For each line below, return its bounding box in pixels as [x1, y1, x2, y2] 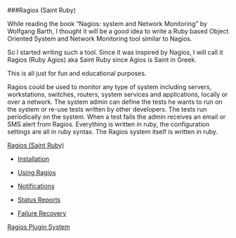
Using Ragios [17, 168, 56, 176]
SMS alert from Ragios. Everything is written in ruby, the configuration [7, 120, 209, 128]
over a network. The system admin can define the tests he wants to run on [7, 98, 223, 106]
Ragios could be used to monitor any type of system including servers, [7, 83, 212, 91]
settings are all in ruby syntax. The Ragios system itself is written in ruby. [7, 128, 218, 135]
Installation [17, 154, 50, 163]
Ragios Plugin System [7, 223, 70, 231]
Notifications [17, 182, 55, 190]
